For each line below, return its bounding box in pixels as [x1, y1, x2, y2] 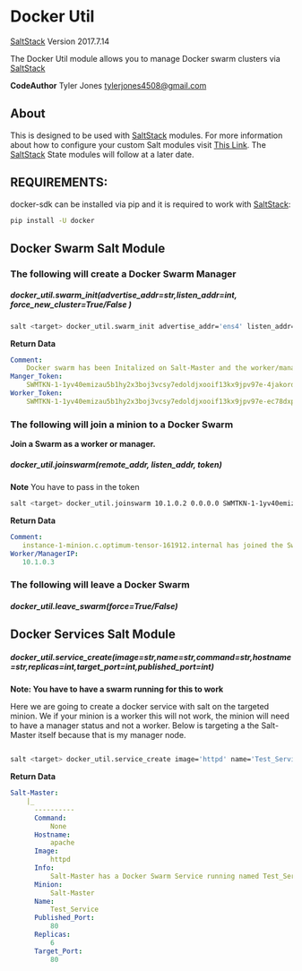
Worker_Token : [10, 389, 64, 398]
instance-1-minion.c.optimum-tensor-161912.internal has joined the [22, 540, 283, 550]
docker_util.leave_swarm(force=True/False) [10, 601, 178, 611]
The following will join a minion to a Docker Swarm [10, 418, 234, 431]
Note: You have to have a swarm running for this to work [10, 683, 224, 695]
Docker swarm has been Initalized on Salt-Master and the [26, 364, 247, 373]
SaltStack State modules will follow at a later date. [10, 149, 194, 159]
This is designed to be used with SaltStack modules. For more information [10, 130, 283, 141]
